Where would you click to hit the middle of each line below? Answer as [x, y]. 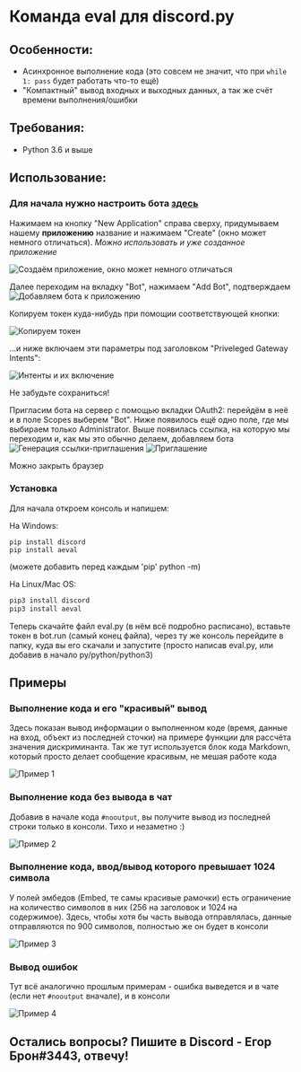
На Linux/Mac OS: [43, 584]
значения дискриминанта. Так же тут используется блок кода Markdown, [150, 747]
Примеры [38, 683]
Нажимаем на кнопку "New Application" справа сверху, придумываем [144, 223]
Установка [34, 488]
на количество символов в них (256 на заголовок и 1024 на [123, 907]
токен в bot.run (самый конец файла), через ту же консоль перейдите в [146, 636]
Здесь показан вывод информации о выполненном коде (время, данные [149, 728]
